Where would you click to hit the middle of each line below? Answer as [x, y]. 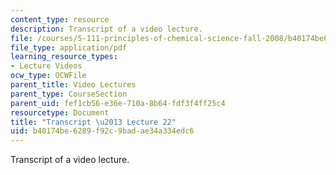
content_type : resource [60, 19]
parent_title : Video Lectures [73, 85]
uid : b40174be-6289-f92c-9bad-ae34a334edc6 [102, 131]
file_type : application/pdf [69, 47]
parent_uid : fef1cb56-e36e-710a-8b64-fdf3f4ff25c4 [118, 103]
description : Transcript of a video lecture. [106, 29]
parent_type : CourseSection [69, 94]
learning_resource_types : [64, 57]
